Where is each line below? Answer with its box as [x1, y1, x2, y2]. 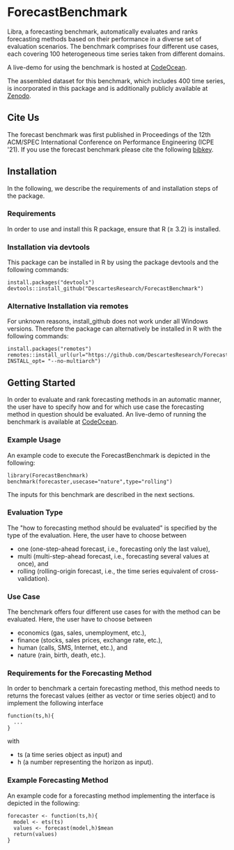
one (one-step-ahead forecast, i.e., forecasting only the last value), [17, 545, 210, 553]
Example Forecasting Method [7, 775, 109, 785]
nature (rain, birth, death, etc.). [17, 651, 106, 659]
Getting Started [7, 377, 76, 389]
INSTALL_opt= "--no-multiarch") [7, 358, 101, 365]
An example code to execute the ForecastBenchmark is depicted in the [7, 451, 211, 459]
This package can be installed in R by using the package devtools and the [7, 258, 219, 266]
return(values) [13, 830, 58, 837]
